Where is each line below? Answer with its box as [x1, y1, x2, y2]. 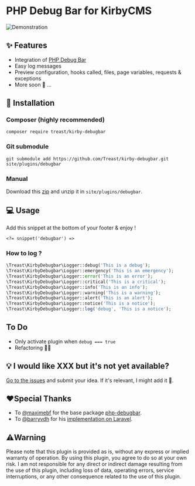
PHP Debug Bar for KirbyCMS [6, 4, 152, 18]
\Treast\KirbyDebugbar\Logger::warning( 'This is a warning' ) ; [6, 289, 161, 296]
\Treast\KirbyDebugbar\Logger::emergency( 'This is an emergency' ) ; [6, 268, 175, 274]
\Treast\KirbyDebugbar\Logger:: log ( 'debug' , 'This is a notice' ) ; [6, 306, 172, 312]
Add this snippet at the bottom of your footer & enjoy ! [6, 224, 136, 231]
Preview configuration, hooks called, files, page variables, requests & [14, 69, 182, 76]
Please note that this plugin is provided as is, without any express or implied [6, 448, 189, 455]
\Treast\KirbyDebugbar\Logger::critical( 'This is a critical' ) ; [6, 279, 166, 285]
